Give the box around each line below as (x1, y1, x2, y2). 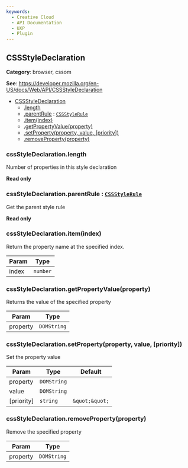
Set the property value (6, 354, 61, 361)
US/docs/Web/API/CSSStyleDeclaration (6, 86, 103, 93)
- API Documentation (11, 20, 62, 25)
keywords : (6, 8, 31, 15)
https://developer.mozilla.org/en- (18, 79, 99, 86)
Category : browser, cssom (6, 68, 72, 75)
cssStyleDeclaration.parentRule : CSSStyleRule (6, 190, 142, 198)
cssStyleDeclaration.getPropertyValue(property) (6, 285, 151, 293)
